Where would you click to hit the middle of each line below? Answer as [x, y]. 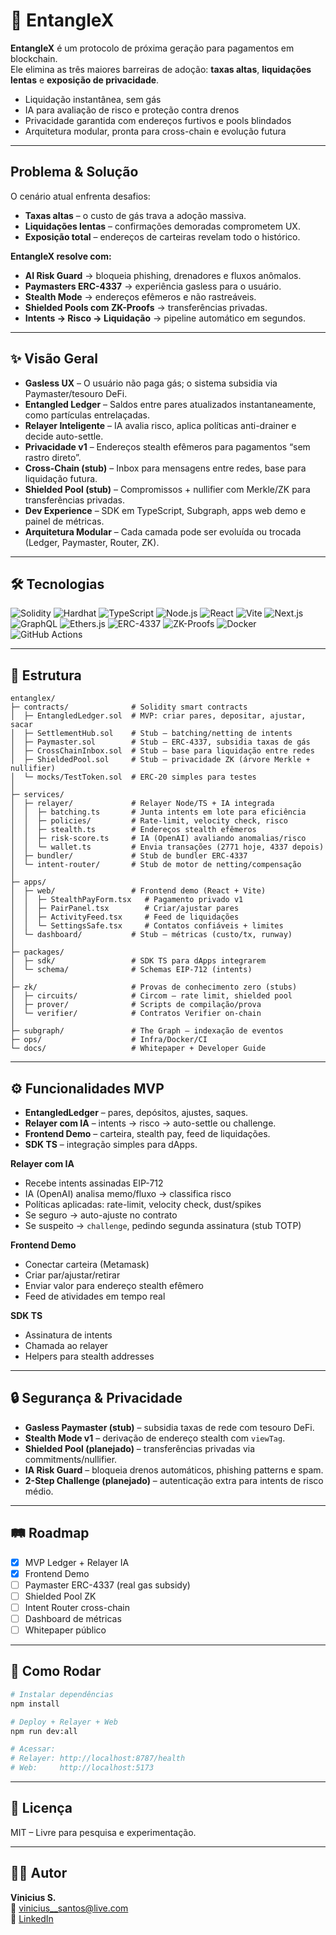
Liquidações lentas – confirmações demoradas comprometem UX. [162, 226]
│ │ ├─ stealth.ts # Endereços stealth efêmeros [133, 830]
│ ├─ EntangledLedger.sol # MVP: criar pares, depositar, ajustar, [158, 716]
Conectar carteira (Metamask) [87, 1264]
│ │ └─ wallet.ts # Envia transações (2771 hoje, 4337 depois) [167, 847]
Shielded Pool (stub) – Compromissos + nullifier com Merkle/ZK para [167, 489]
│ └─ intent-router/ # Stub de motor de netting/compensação [156, 865]
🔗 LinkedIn [32, 1918]
